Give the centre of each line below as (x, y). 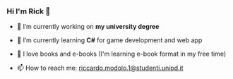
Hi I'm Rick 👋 (29, 11)
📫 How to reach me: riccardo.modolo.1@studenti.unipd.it (100, 68)
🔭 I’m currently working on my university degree (88, 27)
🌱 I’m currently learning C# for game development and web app (109, 40)
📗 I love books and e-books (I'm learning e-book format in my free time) (121, 54)
